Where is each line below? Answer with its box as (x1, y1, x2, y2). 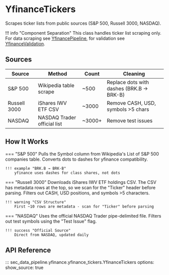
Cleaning (123, 70, 145, 77)
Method (48, 70, 67, 77)
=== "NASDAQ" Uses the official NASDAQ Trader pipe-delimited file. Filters (5, 213, 161, 219)
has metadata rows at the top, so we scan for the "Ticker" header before (5, 184, 156, 190)
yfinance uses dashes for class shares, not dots (14, 170, 121, 175)
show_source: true (5, 264, 44, 270)
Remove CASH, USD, (106, 99, 156, 106)
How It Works (5, 137, 49, 146)
